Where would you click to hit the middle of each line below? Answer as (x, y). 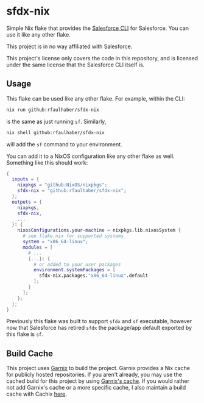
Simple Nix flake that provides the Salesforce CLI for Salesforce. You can (98, 28)
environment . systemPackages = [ (74, 270)
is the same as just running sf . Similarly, (56, 121)
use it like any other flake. (39, 34)
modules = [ (37, 247)
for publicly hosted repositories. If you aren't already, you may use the (94, 375)
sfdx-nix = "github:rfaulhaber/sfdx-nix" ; (72, 191)
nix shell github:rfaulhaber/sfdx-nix (55, 132)
